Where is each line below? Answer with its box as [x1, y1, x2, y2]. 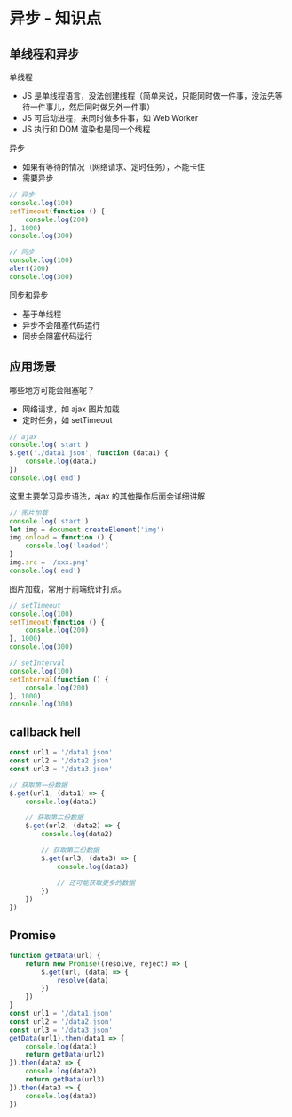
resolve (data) [56, 976, 109, 985]
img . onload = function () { [9, 533, 114, 542]
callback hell [9, 724, 82, 739]
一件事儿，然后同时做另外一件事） [29, 101, 155, 112]
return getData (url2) [25, 1050, 105, 1059]
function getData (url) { [9, 951, 101, 960]
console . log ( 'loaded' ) [25, 541, 109, 551]
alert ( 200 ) [9, 264, 50, 273]
